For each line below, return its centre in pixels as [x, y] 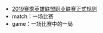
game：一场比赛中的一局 [42, 24]
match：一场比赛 [32, 16]
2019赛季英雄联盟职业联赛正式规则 [54, 9]
